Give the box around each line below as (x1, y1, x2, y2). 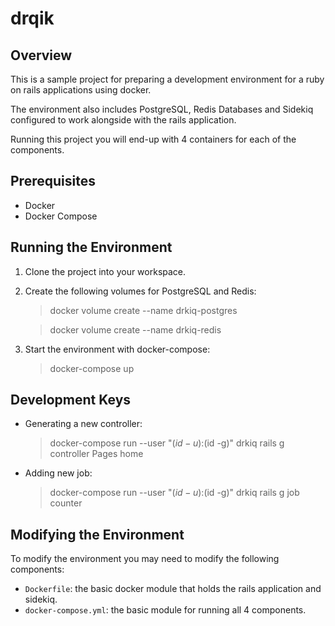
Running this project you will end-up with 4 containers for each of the (10, 133, 297, 145)
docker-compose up (49, 362, 135, 374)
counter (49, 497, 83, 509)
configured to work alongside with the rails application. (10, 114, 237, 126)
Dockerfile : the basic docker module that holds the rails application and (24, 583, 322, 595)
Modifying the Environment (10, 526, 185, 543)
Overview (10, 47, 73, 64)
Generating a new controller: (24, 418, 143, 430)
